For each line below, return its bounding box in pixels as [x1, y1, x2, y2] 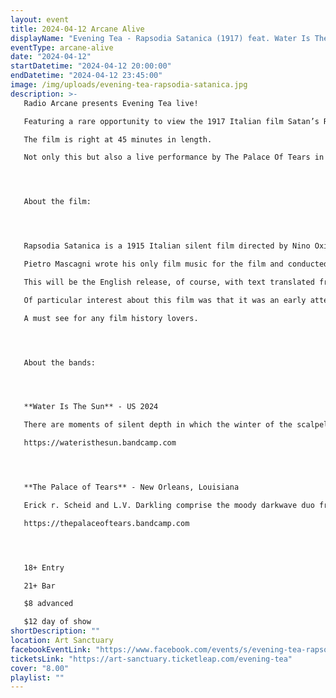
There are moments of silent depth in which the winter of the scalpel [23, 420, 329, 430]
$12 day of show [23, 617, 92, 627]
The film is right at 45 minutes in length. [23, 134, 213, 145]
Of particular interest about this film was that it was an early [23, 295, 307, 305]
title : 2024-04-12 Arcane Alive [10, 24, 145, 34]
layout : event [10, 14, 70, 25]
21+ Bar [23, 581, 56, 591]
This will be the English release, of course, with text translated [23, 277, 315, 287]
